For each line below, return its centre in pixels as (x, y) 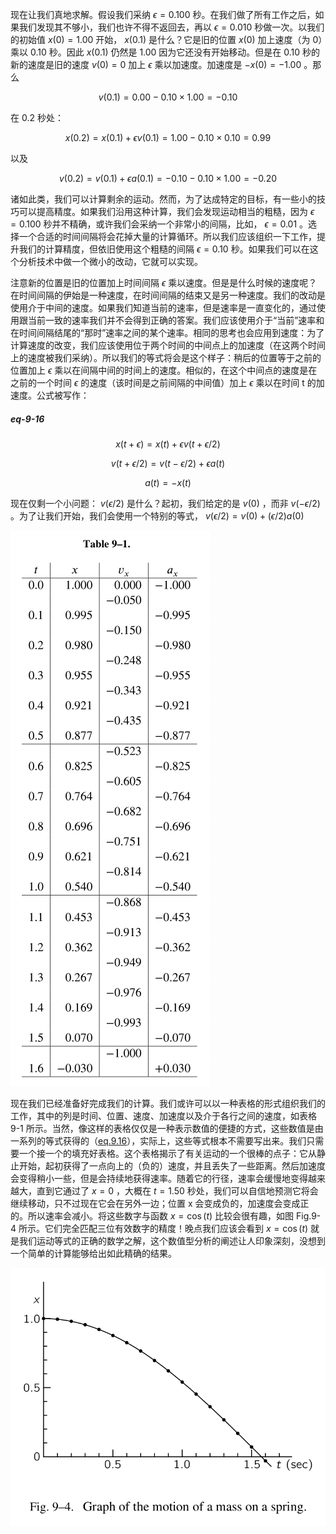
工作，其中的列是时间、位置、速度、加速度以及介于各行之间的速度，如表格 (163, 1115)
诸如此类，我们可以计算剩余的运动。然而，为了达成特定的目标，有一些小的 (163, 199)
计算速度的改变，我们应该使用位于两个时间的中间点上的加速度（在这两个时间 (168, 345)
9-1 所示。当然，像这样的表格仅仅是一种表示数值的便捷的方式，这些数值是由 (167, 1128)
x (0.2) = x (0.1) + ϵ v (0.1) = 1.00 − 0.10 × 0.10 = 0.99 (168, 137)
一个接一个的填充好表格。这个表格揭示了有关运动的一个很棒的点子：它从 (167, 1153)
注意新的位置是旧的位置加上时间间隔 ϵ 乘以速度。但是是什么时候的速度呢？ (164, 282)
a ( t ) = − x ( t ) (168, 482)
